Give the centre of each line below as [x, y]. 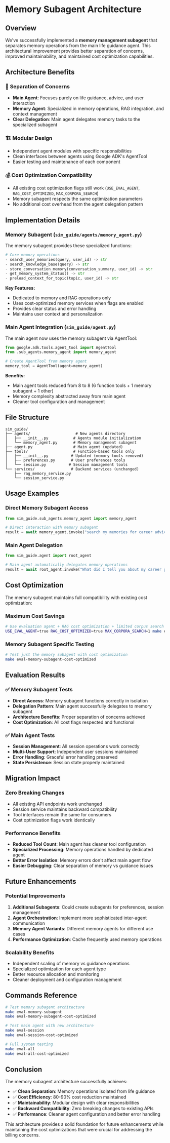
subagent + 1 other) [33, 391]
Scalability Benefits [30, 952]
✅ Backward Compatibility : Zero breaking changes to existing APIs [83, 1109]
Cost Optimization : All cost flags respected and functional [74, 722]
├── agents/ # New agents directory [65, 433]
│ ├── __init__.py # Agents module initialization [73, 438]
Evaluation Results [35, 675]
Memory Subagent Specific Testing [50, 644]
